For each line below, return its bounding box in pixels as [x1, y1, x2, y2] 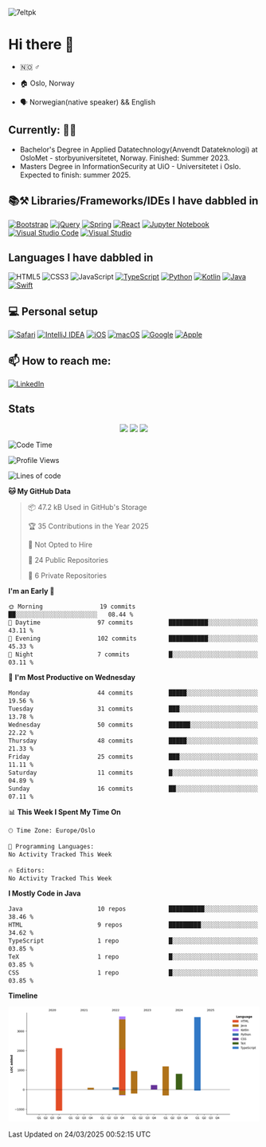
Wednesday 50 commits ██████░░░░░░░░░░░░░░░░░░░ [8, 721, 259, 729]
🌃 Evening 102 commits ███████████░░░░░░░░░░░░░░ [8, 635, 259, 643]
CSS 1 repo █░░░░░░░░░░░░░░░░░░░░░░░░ [8, 968, 259, 977]
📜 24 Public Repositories [27, 555, 109, 564]
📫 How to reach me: [8, 354, 111, 367]
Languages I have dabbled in [8, 251, 154, 264]
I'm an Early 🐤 [8, 586, 55, 595]
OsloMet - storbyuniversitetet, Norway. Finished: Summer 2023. [19, 152, 230, 163]
